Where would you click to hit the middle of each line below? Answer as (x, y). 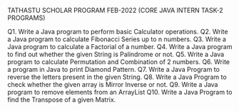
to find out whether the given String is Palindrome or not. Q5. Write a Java (116, 54)
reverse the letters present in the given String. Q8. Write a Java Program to (117, 77)
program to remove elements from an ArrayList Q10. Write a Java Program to (120, 92)
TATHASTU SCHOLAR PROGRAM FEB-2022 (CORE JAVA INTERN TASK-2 (115, 10)
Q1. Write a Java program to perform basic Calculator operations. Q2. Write (118, 32)
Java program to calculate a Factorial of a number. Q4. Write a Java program (120, 47)
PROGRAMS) (26, 18)
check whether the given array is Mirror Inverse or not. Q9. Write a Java (113, 84)
